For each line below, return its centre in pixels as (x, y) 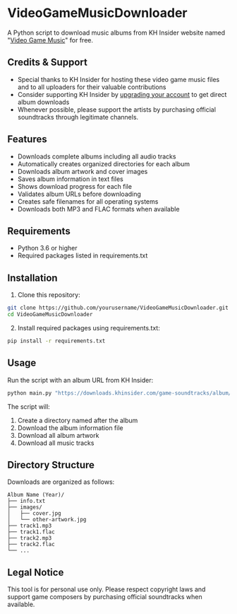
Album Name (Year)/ (36, 495)
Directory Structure (51, 465)
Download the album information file (70, 428)
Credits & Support (48, 63)
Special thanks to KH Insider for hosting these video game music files (119, 79)
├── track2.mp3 (30, 538)
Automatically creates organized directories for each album (104, 163)
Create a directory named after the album (78, 420)
